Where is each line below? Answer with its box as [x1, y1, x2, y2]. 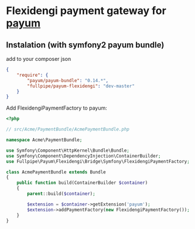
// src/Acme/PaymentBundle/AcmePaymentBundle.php [6, 127, 130, 132]
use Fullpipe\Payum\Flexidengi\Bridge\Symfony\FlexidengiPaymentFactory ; [6, 158, 190, 165]
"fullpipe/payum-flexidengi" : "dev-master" [27, 83, 135, 89]
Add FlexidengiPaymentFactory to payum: [6, 104, 107, 112]
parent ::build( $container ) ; [27, 191, 95, 197]
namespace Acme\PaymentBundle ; [6, 137, 83, 143]
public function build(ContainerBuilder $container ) [16, 180, 148, 186]
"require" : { [16, 72, 49, 78]
